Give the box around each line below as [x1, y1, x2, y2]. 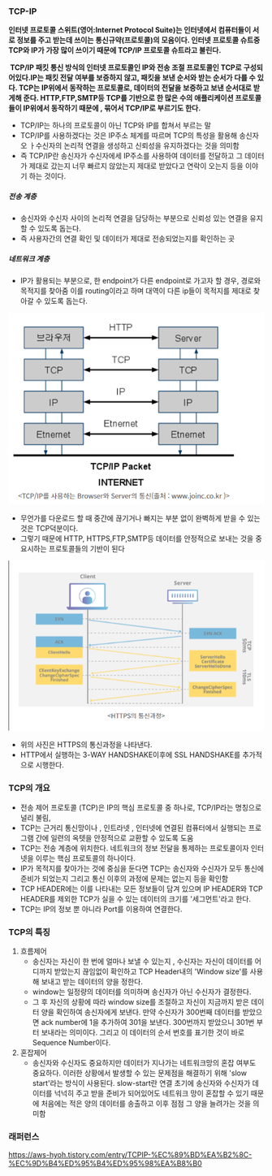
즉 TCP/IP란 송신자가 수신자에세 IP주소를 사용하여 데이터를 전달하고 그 [19, 151, 244, 161]
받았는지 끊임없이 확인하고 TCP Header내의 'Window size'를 [54, 966, 248, 976]
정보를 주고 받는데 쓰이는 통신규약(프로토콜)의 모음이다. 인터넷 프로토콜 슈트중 [16, 35, 261, 45]
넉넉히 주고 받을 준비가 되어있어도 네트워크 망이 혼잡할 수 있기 [54, 1088, 249, 1098]
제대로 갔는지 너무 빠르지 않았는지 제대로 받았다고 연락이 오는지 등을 [28, 161, 244, 171]
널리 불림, [19, 812, 51, 822]
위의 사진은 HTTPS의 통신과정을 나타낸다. [19, 740, 153, 750]
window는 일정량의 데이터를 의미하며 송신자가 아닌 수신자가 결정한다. [32, 987, 252, 997]
